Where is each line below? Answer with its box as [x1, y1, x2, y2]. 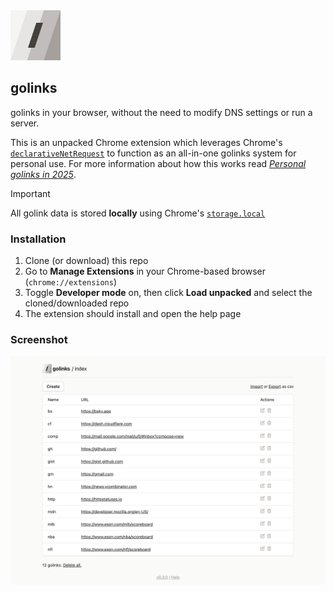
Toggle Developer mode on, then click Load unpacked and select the [24, 287, 313, 299]
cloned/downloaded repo [24, 297, 130, 309]
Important [10, 187, 51, 199]
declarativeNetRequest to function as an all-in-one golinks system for [10, 147, 297, 159]
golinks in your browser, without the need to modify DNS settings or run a [10, 106, 313, 118]
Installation [10, 232, 67, 246]
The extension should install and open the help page [24, 308, 242, 320]
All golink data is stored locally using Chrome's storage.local [10, 207, 266, 219]
